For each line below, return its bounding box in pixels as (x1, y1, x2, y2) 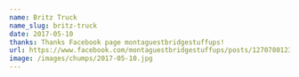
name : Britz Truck (9, 12, 77, 22)
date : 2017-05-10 (9, 29, 74, 38)
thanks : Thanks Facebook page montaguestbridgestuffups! (9, 37, 225, 47)
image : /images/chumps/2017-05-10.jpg (9, 54, 153, 63)
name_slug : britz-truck (9, 21, 98, 30)
